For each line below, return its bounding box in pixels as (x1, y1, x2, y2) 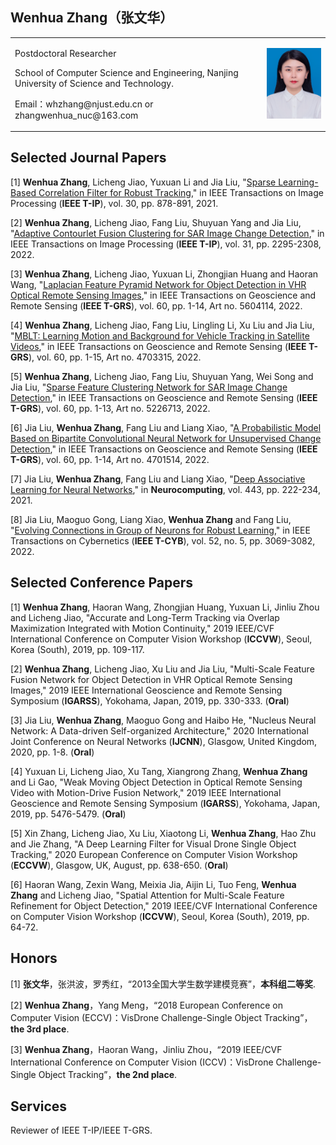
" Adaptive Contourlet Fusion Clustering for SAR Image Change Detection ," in (10, 227, 325, 239)
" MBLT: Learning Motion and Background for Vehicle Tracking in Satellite (10, 329, 310, 342)
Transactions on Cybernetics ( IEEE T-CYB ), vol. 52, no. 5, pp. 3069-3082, (10, 534, 316, 547)
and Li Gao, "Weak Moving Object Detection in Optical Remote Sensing (10, 776, 303, 788)
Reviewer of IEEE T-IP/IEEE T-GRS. (10, 1124, 153, 1137)
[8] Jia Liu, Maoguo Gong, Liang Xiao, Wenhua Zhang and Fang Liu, (10, 513, 292, 525)
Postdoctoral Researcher (14, 47, 117, 59)
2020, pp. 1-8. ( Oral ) (10, 746, 95, 758)
